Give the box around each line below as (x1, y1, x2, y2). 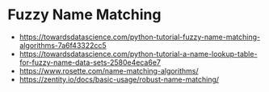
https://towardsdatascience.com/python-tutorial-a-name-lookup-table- (19, 49, 258, 58)
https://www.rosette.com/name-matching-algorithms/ (19, 66, 199, 75)
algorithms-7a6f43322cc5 (19, 40, 107, 50)
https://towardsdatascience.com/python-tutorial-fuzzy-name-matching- (19, 32, 261, 42)
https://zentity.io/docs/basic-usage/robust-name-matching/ (19, 74, 220, 84)
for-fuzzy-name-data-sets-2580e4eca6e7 (19, 58, 161, 67)
